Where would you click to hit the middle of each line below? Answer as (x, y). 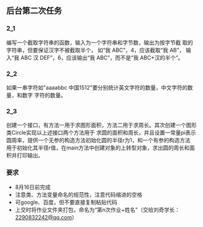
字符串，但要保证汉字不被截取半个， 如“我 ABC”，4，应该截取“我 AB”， (95, 50)
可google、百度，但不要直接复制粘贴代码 (66, 202)
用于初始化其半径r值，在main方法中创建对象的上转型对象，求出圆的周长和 (98, 148)
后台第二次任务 (34, 11)
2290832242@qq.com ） (46, 217)
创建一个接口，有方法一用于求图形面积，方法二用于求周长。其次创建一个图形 (101, 125)
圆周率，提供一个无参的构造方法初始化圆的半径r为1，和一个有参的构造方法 (98, 140)
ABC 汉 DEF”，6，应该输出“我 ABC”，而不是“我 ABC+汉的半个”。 (102, 58)
